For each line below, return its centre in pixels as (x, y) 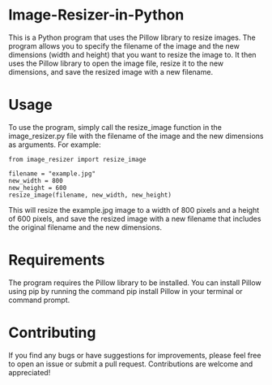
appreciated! (30, 372)
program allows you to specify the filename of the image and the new (124, 45)
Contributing (52, 333)
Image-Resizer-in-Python (96, 15)
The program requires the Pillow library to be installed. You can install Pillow (135, 283)
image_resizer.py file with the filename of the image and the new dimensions (136, 136)
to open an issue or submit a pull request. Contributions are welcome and (131, 364)
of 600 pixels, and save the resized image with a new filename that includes (135, 218)
